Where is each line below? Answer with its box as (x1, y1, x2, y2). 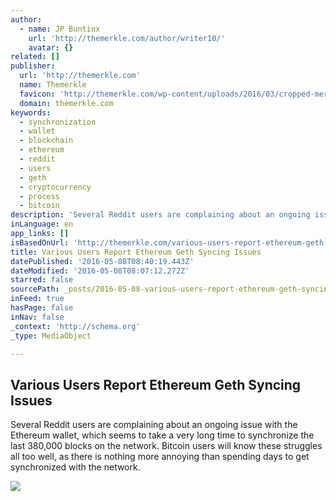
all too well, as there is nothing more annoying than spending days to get (10, 451, 310, 463)
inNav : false (10, 312, 65, 322)
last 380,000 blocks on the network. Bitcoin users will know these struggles (10, 440, 323, 452)
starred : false (10, 275, 74, 285)
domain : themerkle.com (19, 98, 114, 108)
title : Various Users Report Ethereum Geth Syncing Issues (10, 247, 262, 257)
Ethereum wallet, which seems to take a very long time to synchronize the (10, 429, 315, 441)
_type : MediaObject (10, 331, 92, 341)
